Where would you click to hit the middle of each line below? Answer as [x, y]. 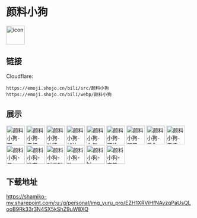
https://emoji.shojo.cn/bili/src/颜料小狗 [58, 88]
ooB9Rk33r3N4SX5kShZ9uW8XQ [47, 209]
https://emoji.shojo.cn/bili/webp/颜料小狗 [59, 94]
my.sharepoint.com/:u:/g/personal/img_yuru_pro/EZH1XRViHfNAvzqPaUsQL [99, 203]
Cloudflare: [20, 76]
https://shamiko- [26, 197]
